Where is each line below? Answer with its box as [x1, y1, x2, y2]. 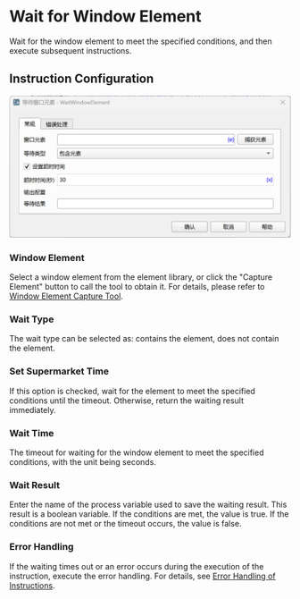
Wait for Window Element [9, 6, 203, 27]
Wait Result [9, 478, 61, 491]
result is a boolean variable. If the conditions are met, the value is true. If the [9, 509, 289, 519]
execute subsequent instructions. [9, 45, 132, 55]
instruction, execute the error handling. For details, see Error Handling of [9, 570, 276, 581]
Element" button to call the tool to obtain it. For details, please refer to [9, 282, 265, 292]
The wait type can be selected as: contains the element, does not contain [9, 333, 279, 344]
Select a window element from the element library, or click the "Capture [9, 272, 273, 283]
